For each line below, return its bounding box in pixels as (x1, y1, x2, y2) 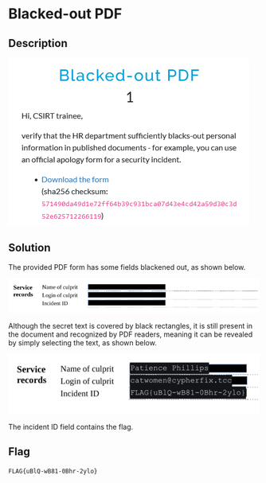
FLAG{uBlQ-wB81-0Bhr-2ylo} (8, 467, 98, 476)
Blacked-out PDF (8, 5, 123, 23)
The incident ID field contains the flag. (8, 422, 134, 431)
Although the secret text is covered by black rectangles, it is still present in (8, 321, 253, 331)
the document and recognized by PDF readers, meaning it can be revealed (8, 329, 253, 339)
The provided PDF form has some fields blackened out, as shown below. (8, 262, 246, 271)
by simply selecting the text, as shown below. (8, 338, 157, 348)
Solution (8, 241, 51, 255)
